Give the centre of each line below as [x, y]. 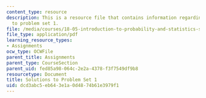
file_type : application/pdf [42, 35]
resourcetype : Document [37, 74]
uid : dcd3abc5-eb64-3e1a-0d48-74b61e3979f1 [63, 86]
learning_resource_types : [39, 40]
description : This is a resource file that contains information [91, 18]
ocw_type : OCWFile [30, 52]
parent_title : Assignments [41, 57]
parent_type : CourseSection [42, 63]
